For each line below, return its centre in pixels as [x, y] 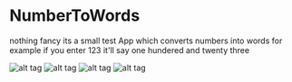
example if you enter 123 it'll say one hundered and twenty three [130, 50]
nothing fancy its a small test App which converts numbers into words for [146, 41]
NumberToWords [75, 16]
